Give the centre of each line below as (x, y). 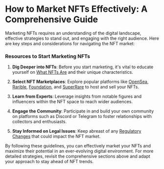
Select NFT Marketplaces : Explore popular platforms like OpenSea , (80, 82)
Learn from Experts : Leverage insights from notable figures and (77, 96)
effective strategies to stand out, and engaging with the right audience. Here (82, 38)
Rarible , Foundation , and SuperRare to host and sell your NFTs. (76, 87)
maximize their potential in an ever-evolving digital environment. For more (79, 151)
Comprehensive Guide (52, 19)
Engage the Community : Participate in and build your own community (83, 111)
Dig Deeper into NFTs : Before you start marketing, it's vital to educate (82, 67)
